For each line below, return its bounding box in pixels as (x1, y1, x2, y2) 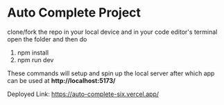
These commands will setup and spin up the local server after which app (7, 69, 215, 77)
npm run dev (17, 55, 54, 64)
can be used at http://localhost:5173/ (7, 76, 116, 84)
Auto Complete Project (7, 5, 141, 21)
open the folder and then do (7, 35, 87, 43)
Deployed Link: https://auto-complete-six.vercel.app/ (7, 90, 160, 98)
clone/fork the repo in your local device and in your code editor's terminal (7, 28, 218, 36)
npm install (17, 48, 49, 57)
